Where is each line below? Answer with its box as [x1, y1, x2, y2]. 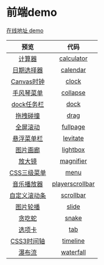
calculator [59, 54, 88, 63]
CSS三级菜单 [9, 168, 47, 177]
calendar [60, 65, 86, 74]
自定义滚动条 [9, 191, 47, 199]
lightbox [61, 145, 85, 154]
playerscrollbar [52, 179, 95, 188]
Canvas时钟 [10, 77, 45, 86]
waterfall [60, 247, 86, 256]
